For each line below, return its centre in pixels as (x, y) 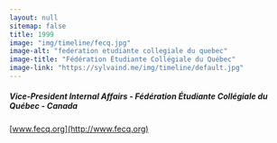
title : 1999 (32, 34)
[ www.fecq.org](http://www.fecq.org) (79, 129)
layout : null (34, 18)
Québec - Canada (44, 106)
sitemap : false (38, 26)
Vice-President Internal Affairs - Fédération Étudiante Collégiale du (138, 96)
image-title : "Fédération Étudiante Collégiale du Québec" (123, 59)
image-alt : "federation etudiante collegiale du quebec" (119, 51)
